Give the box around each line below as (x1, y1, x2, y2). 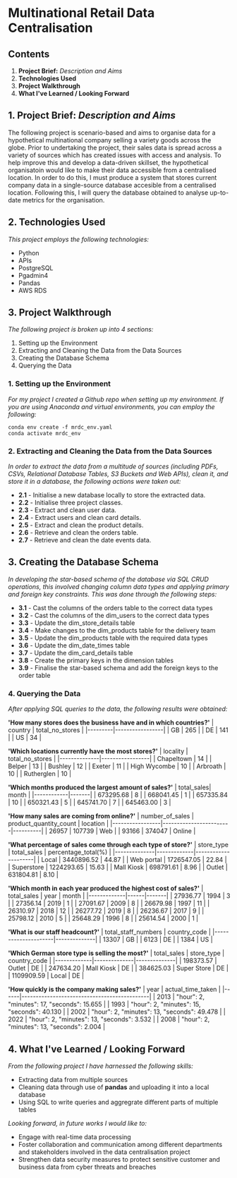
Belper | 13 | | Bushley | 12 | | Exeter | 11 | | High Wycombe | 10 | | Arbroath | (8, 762, 226, 770)
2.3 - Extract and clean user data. (18, 506, 117, 514)
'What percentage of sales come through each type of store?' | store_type (8, 841, 229, 849)
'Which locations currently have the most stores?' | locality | (8, 747, 188, 755)
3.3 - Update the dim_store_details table (18, 619, 135, 627)
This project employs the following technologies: (8, 235, 150, 243)
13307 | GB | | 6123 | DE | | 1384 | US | (102, 935, 214, 944)
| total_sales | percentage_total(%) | (8, 848, 111, 856)
